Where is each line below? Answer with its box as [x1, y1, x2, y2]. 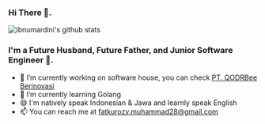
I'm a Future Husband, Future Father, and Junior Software [8, 45, 233, 56]
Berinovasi [19, 81, 55, 90]
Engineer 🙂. [8, 54, 54, 66]
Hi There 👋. [8, 7, 52, 18]
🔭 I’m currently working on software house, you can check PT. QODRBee [19, 73, 258, 82]
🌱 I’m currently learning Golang [19, 89, 121, 99]
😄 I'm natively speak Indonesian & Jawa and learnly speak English [19, 98, 237, 107]
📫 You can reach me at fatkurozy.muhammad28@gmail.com [19, 107, 219, 116]
